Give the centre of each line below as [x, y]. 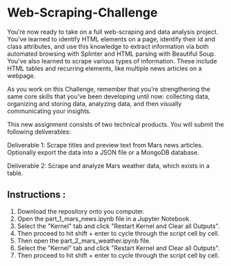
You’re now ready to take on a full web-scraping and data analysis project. [113, 32]
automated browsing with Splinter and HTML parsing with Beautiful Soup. [111, 54]
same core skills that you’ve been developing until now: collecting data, [109, 96]
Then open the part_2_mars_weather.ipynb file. [84, 241]
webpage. [21, 75]
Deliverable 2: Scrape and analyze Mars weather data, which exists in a [109, 165]
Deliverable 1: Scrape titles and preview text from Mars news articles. [105, 145]
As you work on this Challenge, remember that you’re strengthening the [109, 89]
